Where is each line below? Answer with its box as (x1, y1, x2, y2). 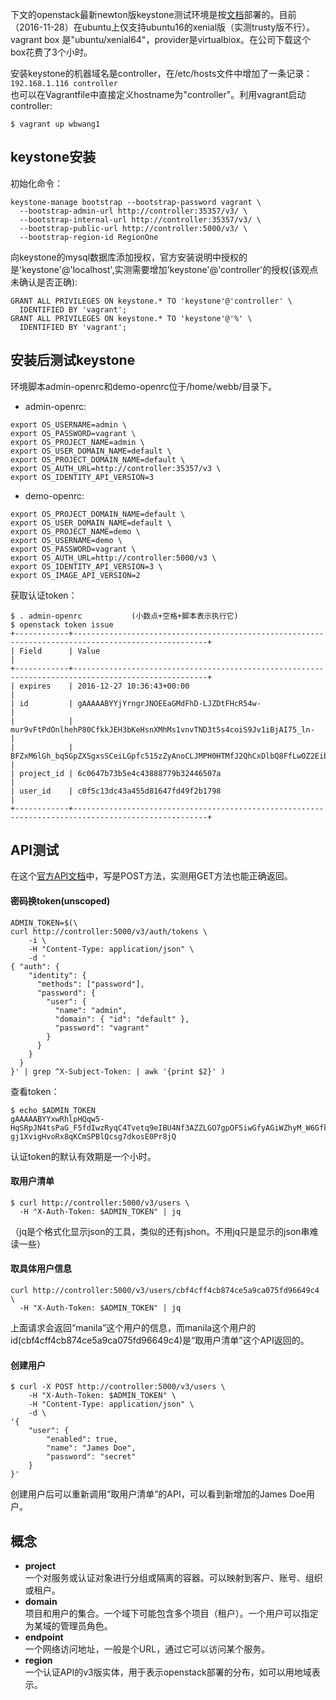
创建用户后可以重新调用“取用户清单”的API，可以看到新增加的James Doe (10, 1488, 307, 1500)
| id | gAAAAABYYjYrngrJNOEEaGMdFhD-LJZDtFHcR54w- (10, 698, 262, 708)
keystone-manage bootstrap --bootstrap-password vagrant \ (10, 197, 262, 207)
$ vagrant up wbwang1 (10, 119, 101, 129)
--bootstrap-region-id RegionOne (19, 232, 159, 242)
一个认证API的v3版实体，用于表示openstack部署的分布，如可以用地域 (24, 1666, 312, 1678)
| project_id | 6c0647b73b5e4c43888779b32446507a (10, 768, 222, 778)
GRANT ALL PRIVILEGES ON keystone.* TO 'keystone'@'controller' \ (10, 296, 293, 306)
